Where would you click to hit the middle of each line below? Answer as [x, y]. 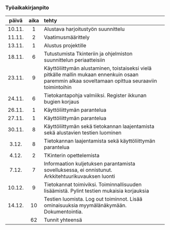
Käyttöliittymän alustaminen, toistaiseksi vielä [98, 68]
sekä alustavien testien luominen [82, 133]
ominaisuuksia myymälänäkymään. [85, 205]
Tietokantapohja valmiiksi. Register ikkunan [95, 96]
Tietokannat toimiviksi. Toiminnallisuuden [93, 185]
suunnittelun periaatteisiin [74, 60]
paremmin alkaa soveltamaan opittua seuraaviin [100, 81]
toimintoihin [58, 87]
